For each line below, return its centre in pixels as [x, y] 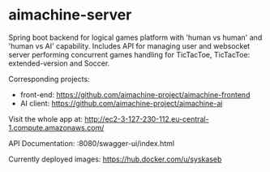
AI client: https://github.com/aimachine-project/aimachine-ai [121, 103]
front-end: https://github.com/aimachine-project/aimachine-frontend [135, 94]
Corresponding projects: [49, 79]
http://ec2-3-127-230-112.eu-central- [147, 118]
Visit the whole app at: [46, 118]
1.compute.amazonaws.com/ [56, 127]
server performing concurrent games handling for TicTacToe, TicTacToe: [129, 54]
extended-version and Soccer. [59, 63]
